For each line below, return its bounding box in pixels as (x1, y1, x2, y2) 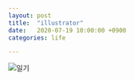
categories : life (8, 33, 66, 42)
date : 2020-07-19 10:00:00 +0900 (8, 26, 127, 34)
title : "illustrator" (8, 19, 84, 27)
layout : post (8, 11, 52, 20)
